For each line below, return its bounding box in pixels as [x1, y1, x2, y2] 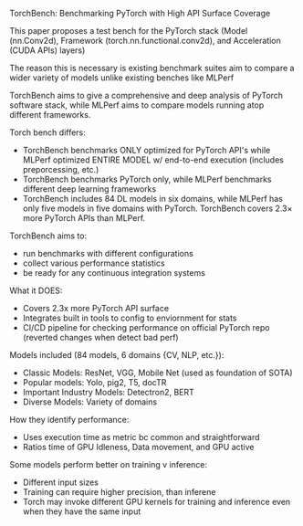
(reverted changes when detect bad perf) [22, 332, 180, 342]
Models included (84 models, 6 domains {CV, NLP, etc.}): [9, 350, 225, 360]
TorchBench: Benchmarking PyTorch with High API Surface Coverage [9, 8, 271, 18]
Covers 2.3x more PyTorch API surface [22, 303, 170, 313]
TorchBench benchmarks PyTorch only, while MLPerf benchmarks [22, 174, 272, 184]
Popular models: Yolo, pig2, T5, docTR [22, 377, 167, 387]
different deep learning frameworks [22, 184, 157, 195]
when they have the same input [22, 506, 141, 517]
